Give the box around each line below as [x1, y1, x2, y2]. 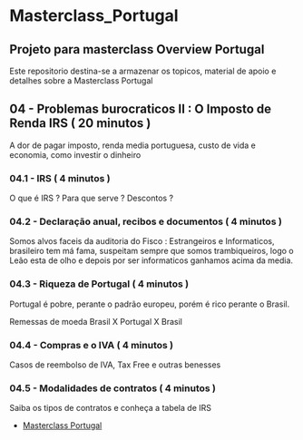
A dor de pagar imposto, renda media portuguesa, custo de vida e [9, 140, 256, 151]
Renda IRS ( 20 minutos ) [9, 115, 151, 132]
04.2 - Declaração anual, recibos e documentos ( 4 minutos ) [9, 215, 283, 228]
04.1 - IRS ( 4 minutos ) [9, 171, 111, 184]
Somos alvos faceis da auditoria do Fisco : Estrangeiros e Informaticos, [9, 236, 275, 247]
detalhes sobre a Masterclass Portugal [9, 75, 153, 86]
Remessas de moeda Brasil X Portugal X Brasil [9, 316, 183, 327]
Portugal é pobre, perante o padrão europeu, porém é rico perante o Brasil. [9, 298, 290, 309]
